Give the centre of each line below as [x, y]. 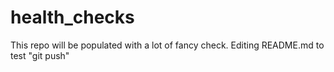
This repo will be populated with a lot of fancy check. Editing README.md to [167, 45]
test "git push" [40, 55]
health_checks [72, 17]
